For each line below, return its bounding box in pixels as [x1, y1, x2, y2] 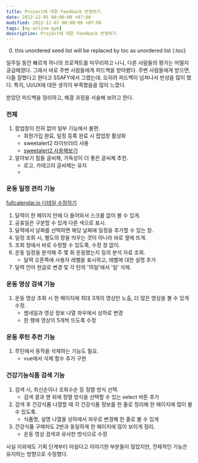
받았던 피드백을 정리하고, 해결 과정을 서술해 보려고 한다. [6, 94, 134, 101]
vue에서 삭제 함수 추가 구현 [23, 355, 87, 362]
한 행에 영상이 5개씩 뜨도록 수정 [23, 317, 96, 324]
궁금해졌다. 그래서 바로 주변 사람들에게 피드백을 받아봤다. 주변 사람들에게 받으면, [6, 66, 191, 74]
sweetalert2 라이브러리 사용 [23, 140, 89, 147]
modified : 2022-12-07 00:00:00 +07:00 [6, 20, 102, 25]
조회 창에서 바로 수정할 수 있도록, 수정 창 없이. [14, 241, 121, 248]
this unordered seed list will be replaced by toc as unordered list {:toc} [14, 47, 186, 54]
